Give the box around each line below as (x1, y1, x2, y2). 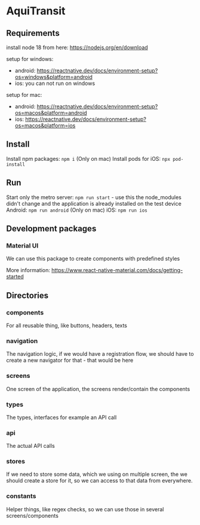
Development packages (6, 224, 97, 234)
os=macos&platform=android (14, 109, 88, 116)
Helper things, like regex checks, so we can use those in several (6, 505, 164, 512)
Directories (6, 290, 49, 300)
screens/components (6, 512, 59, 519)
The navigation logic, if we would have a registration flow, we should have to (6, 350, 194, 358)
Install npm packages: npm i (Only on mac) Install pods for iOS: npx (6, 155, 171, 162)
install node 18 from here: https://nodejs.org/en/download (6, 44, 148, 51)
